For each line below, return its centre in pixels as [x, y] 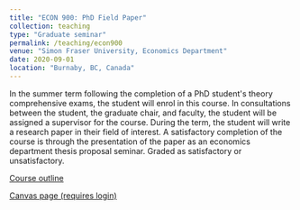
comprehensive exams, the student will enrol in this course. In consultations [150, 103]
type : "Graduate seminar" [58, 34]
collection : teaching [50, 26]
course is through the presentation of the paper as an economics [130, 142]
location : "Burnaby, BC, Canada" [72, 68]
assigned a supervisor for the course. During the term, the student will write [150, 122]
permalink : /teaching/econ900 [66, 43]
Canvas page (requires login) [63, 196]
